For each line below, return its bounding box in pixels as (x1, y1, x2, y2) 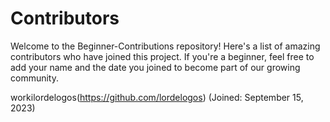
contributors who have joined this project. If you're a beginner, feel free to (10, 50, 315, 62)
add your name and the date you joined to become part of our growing (10, 61, 301, 73)
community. (10, 72, 59, 84)
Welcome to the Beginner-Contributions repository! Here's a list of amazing (10, 40, 321, 52)
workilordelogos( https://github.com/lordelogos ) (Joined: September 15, (10, 91, 304, 103)
